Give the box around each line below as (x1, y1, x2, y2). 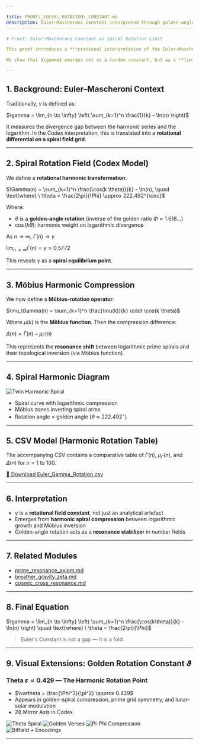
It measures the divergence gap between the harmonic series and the (6, 123, 176, 130)
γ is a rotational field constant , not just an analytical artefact (14, 509, 164, 516)
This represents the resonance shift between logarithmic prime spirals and (6, 343, 190, 350)
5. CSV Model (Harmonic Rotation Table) (6, 436, 158, 446)
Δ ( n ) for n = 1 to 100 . (6, 459, 56, 467)
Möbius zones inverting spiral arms (14, 405, 101, 413)
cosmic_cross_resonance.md (14, 579, 86, 587)
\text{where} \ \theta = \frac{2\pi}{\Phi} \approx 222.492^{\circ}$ (6, 192, 165, 199)
